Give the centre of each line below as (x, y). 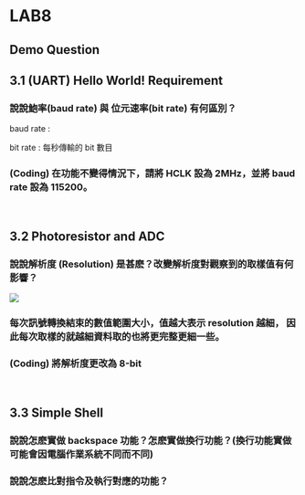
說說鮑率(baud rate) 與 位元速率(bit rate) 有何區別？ (123, 108)
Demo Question (55, 50)
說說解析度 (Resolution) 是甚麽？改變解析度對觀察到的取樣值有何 (152, 264)
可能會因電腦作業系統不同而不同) (81, 454)
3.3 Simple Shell (56, 412)
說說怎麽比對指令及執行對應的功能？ (89, 480)
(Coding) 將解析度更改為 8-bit (76, 363)
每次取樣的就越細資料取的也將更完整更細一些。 (122, 337)
